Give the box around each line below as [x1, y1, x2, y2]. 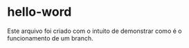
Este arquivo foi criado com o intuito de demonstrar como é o [7, 27, 182, 35]
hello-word [7, 4, 72, 20]
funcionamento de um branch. [7, 34, 93, 42]
